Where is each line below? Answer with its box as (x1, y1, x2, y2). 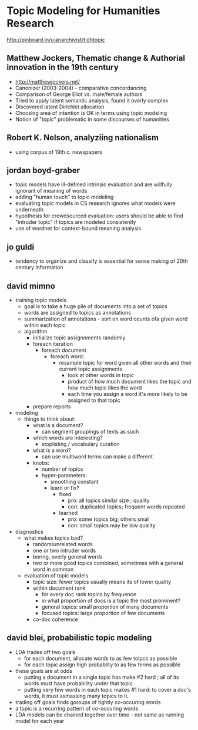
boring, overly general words (32, 553, 103, 560)
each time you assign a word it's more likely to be (68, 391, 187, 397)
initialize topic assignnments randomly (32, 334, 126, 341)
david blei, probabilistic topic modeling (6, 633, 152, 643)
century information (15, 264, 63, 271)
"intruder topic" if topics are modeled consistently (15, 219, 136, 226)
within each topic (24, 322, 66, 328)
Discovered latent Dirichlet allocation (15, 103, 105, 110)
